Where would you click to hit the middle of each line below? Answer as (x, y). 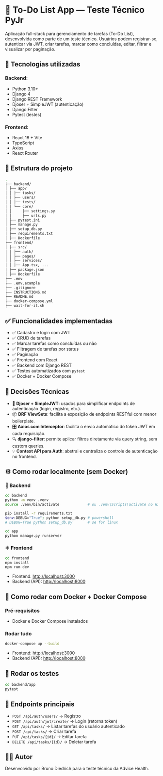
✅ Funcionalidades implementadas (59, 321)
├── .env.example (23, 283)
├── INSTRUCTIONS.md (26, 292)
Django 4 (21, 94)
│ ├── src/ (16, 247)
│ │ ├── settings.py (30, 211)
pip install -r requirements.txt (39, 514)
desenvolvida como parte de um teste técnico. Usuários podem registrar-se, (81, 39)
